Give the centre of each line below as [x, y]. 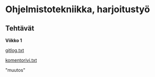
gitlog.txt [15, 50]
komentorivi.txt [21, 60]
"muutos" [15, 70]
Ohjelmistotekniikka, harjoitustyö [77, 9]
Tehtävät [20, 28]
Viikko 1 [14, 40]
